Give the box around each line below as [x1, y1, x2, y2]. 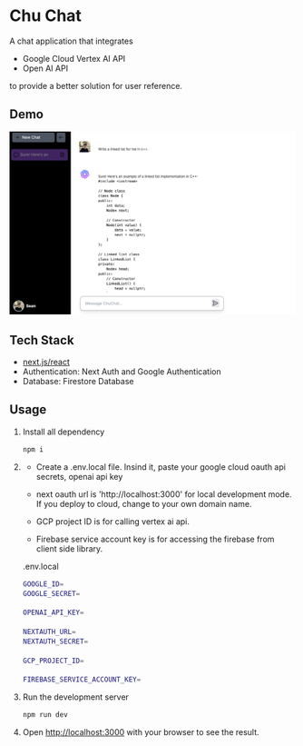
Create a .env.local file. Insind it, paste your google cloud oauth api [35, 461, 286, 472]
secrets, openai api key [35, 471, 123, 482]
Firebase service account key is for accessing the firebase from [35, 533, 275, 544]
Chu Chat [9, 5, 82, 26]
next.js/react [22, 356, 71, 367]
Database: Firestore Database [22, 375, 134, 386]
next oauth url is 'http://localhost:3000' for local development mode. [35, 488, 292, 500]
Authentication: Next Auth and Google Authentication [22, 365, 221, 377]
